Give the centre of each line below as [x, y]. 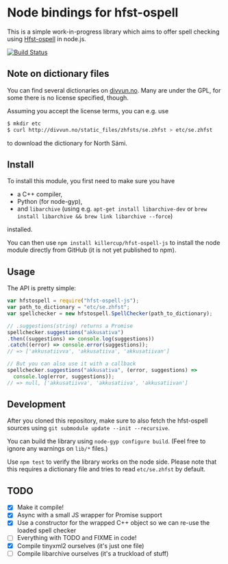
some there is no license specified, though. [68, 97]
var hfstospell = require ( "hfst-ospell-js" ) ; [73, 301]
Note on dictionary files [58, 74]
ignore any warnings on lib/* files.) [58, 449]
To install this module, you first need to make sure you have [91, 181]
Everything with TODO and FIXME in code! [77, 538]
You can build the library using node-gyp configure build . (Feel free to [106, 441]
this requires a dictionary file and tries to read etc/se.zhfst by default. [106, 469]
